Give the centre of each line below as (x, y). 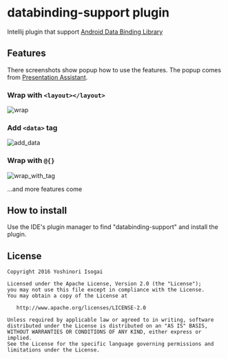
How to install (37, 211)
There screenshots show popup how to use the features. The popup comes (114, 69)
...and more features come (45, 189)
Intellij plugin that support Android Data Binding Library (85, 32)
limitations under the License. (53, 350)
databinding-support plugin (89, 13)
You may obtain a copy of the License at (68, 296)
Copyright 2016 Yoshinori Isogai (55, 272)
